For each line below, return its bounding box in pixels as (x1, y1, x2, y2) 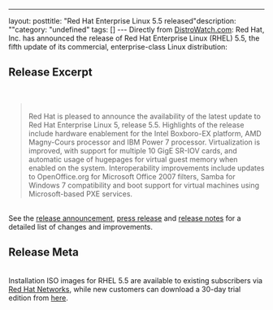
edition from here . (8, 293, 69, 303)
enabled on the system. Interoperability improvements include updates (28, 163, 266, 173)
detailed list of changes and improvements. (8, 222, 153, 231)
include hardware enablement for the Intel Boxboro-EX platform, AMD (28, 128, 262, 138)
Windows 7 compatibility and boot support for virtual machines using (28, 180, 260, 190)
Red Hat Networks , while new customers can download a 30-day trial (8, 284, 241, 294)
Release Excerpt (8, 66, 93, 80)
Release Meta (8, 245, 79, 260)
